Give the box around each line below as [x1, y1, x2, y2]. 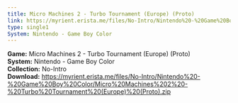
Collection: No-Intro [7, 65, 67, 73]
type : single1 [7, 23, 50, 31]
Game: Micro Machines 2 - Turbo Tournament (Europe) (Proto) [7, 50, 191, 58]
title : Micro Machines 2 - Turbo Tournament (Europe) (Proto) [7, 10, 195, 18]
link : [7, 17, 23, 24]
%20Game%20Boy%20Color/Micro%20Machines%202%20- [7, 80, 188, 89]
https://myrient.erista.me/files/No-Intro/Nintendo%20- [41, 72, 200, 81]
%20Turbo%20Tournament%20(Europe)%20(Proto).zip [7, 87, 171, 96]
